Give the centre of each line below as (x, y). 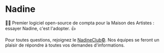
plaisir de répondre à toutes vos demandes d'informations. (65, 45)
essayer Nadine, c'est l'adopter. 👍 (41, 28)
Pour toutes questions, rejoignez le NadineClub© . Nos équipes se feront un (82, 40)
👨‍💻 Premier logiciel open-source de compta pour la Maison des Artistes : (80, 23)
